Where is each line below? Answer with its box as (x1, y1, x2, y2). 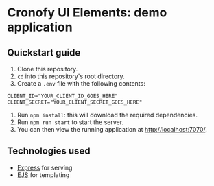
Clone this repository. (16, 65, 78, 73)
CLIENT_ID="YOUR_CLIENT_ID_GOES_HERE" (7, 93, 118, 100)
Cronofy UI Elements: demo (7, 5, 167, 21)
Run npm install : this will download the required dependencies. (16, 111, 198, 119)
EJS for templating (16, 170, 70, 179)
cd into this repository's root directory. (16, 72, 125, 80)
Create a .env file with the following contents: (16, 80, 145, 87)
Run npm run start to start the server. (16, 118, 124, 126)
